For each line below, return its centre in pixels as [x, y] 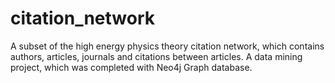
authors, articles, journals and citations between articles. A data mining [156, 56]
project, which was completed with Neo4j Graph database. [131, 67]
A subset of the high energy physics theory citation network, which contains [167, 46]
